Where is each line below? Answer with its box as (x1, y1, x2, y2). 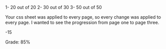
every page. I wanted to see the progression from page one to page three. (5, 20, 159, 25)
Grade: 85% (5, 39, 30, 45)
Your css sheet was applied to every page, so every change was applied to (5, 14, 161, 20)
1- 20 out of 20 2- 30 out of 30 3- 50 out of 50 (5, 5, 102, 10)
